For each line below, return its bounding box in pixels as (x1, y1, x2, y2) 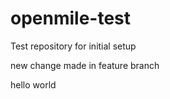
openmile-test (10, 7, 132, 30)
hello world (10, 78, 57, 91)
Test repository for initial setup (10, 40, 137, 52)
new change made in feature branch (10, 59, 160, 71)
